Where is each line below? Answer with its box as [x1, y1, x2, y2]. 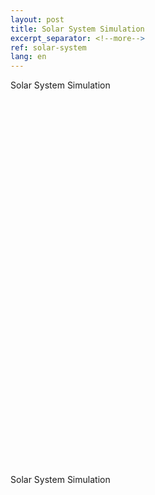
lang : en [10, 52, 47, 62]
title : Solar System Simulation [10, 24, 145, 34]
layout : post [10, 14, 65, 25]
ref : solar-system [10, 42, 87, 53]
